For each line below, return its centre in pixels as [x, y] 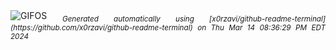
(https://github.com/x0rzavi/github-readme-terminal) [101, 27]
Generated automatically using [128, 19]
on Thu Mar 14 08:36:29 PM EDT [261, 27]
